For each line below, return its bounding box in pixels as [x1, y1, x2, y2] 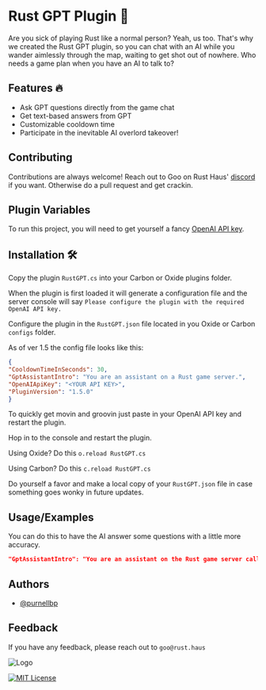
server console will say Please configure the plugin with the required [8, 297, 245, 307]
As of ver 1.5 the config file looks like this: [8, 343, 144, 353]
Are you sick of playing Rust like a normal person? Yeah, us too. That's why [8, 33, 253, 43]
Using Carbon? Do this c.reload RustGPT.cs [8, 463, 151, 474]
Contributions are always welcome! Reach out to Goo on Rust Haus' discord [8, 172, 256, 181]
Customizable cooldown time [19, 119, 115, 129]
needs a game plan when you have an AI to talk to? [8, 59, 174, 68]
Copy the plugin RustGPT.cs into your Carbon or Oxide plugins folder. [8, 273, 232, 283]
